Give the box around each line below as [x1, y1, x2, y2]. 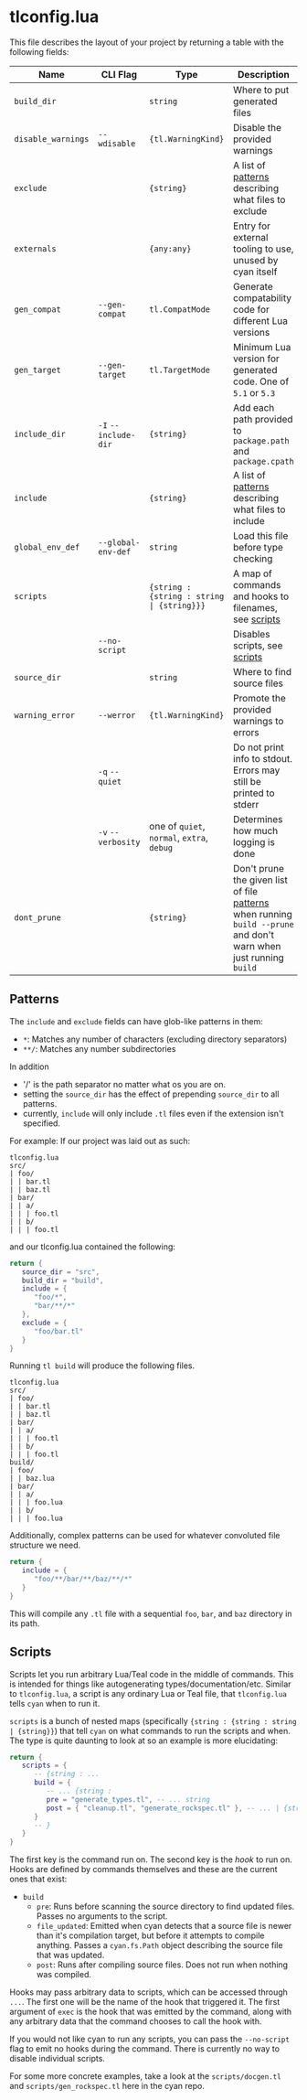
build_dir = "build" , [21, 1276, 104, 1285]
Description [237, 68, 290, 80]
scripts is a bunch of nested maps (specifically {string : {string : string [9, 1715, 297, 1726]
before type [232, 541, 283, 553]
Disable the [232, 121, 281, 134]
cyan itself [232, 265, 278, 278]
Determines [232, 812, 283, 825]
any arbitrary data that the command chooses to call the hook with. [9, 2016, 262, 2027]
